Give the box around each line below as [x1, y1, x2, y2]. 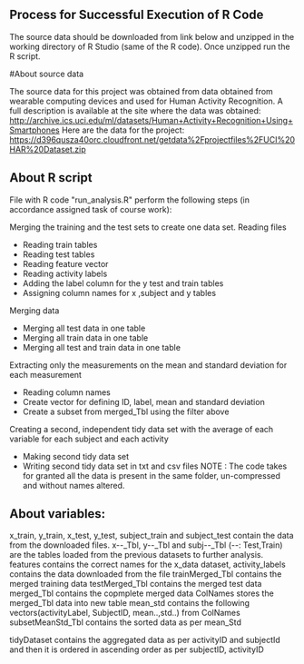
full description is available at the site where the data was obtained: [9, 104, 261, 116]
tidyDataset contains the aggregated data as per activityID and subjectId [9, 635, 281, 646]
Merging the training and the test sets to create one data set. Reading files [9, 222, 288, 233]
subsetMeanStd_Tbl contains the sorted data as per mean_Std [9, 617, 242, 628]
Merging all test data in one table [22, 322, 146, 333]
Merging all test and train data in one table [22, 342, 181, 352]
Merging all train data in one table [22, 332, 149, 343]
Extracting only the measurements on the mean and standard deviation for [9, 359, 288, 371]
